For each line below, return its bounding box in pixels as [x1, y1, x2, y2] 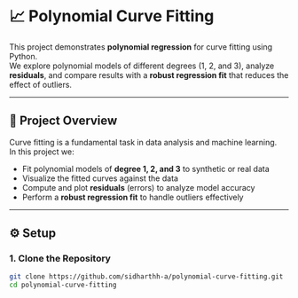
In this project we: [9, 146, 75, 157]
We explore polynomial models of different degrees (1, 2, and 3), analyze [9, 60, 275, 71]
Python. [9, 51, 38, 61]
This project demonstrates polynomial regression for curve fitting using [9, 41, 273, 52]
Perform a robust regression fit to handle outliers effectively [21, 192, 244, 202]
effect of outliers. [9, 79, 73, 90]
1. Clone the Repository [9, 253, 111, 265]
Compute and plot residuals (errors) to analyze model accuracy [21, 182, 255, 192]
